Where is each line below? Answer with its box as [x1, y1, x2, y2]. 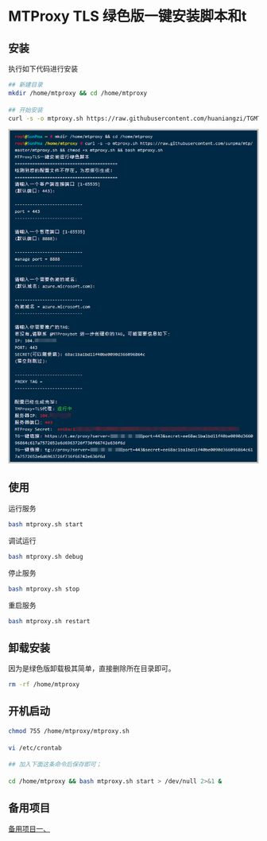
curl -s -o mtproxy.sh [8, 114, 83, 122]
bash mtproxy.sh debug [8, 552, 83, 560]
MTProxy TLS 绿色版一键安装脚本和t [8, 7, 247, 25]
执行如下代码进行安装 [8, 64, 78, 73]
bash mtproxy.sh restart [8, 617, 91, 625]
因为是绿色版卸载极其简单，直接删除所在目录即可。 [8, 664, 176, 673]
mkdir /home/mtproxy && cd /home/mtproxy [8, 89, 148, 97]
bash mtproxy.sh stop [8, 585, 80, 593]
